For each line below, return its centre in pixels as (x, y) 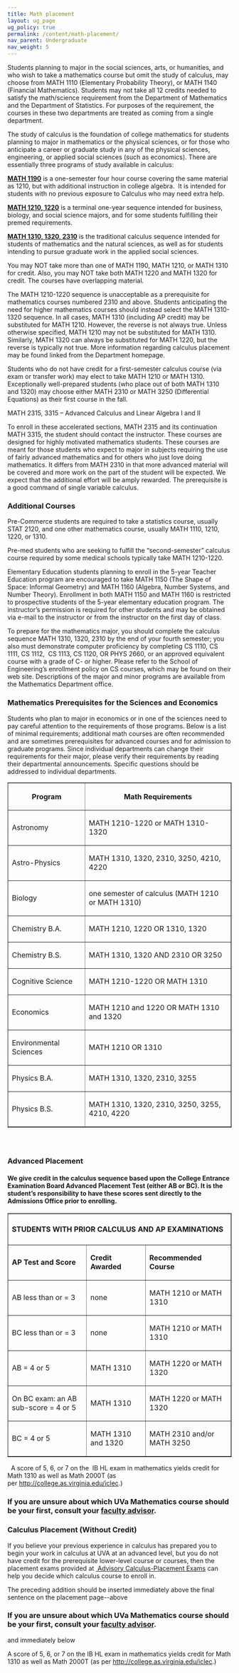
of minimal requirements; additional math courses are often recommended (116, 733)
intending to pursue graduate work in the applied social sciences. (103, 251)
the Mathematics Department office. (60, 684)
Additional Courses (42, 506)
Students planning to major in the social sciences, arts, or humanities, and (116, 67)
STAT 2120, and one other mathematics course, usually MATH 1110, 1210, (113, 529)
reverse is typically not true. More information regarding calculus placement (118, 347)
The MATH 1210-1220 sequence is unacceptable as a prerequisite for (108, 294)
